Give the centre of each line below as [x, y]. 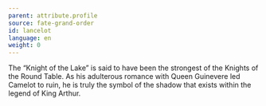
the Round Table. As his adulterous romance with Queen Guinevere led [124, 77]
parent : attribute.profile [53, 16]
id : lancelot [30, 30]
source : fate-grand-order [51, 23]
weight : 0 [25, 45]
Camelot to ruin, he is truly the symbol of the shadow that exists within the [130, 85]
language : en [30, 38]
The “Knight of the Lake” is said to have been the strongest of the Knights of [133, 68]
